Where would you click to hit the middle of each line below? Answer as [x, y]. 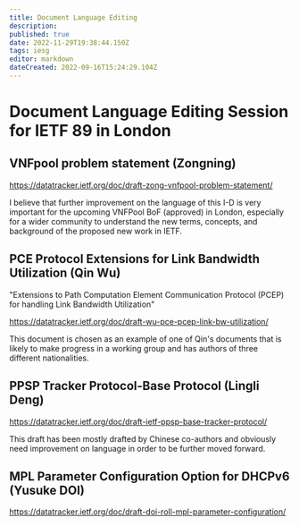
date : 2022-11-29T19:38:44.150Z [69, 42]
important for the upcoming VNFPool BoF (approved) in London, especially [146, 212]
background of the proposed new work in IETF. [96, 231]
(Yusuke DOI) [47, 490]
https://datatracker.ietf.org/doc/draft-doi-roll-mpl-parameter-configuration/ [148, 512]
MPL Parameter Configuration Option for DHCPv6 [149, 476]
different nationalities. [49, 358]
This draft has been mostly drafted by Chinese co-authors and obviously [143, 438]
